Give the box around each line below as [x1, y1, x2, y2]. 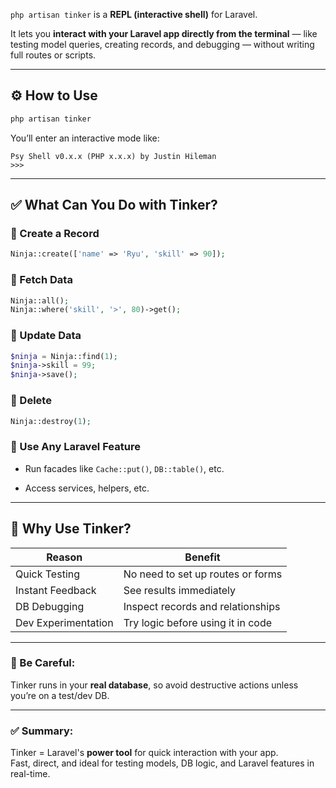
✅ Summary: [10, 724, 74, 738]
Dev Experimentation [15, 615, 114, 629]
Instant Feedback [15, 583, 97, 597]
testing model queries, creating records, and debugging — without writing [10, 39, 315, 50]
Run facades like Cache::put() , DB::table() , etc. [24, 462, 225, 474]
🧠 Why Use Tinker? [10, 520, 132, 538]
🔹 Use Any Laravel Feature [10, 440, 141, 454]
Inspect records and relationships [123, 599, 281, 613]
